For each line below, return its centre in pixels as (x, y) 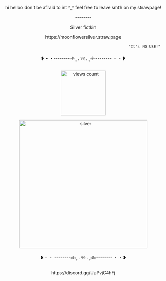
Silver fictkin (83, 27)
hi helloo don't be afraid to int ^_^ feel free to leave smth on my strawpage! (83, 7)
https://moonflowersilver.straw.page (83, 37)
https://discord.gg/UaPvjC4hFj (83, 273)
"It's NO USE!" (145, 47)
